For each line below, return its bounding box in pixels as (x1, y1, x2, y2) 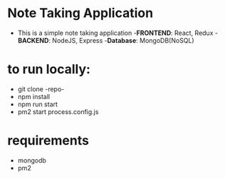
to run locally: (7, 61, 91, 78)
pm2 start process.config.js (17, 107, 99, 116)
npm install (17, 92, 51, 101)
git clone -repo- (17, 84, 65, 93)
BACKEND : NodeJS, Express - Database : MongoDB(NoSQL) (17, 36, 194, 44)
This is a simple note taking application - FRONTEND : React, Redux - (17, 29, 219, 37)
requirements (7, 133, 89, 149)
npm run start (17, 100, 58, 108)
